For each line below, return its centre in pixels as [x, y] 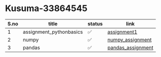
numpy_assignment [130, 40]
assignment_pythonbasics [53, 32]
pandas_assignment [130, 47]
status [95, 24]
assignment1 [122, 32]
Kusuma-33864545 [46, 8]
